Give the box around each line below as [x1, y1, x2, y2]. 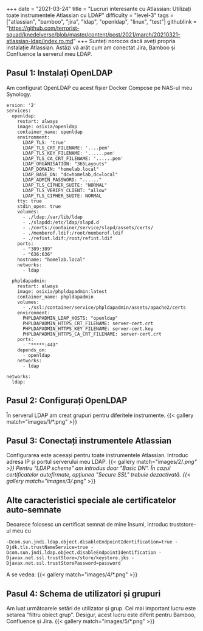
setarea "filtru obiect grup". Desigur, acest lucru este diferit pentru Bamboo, [6, 611, 196, 619]
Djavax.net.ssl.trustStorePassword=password [6, 560, 121, 567]
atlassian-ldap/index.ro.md [6, 38, 74, 44]
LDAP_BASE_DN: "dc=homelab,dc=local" [22, 171, 119, 178]
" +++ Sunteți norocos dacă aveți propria [72, 38, 176, 44]
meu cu [12, 527, 32, 534]
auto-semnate [6, 505, 62, 515]
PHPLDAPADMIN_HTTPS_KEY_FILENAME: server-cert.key [22, 325, 154, 332]
